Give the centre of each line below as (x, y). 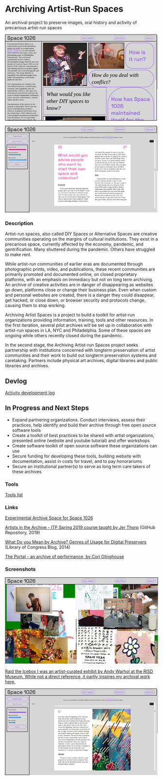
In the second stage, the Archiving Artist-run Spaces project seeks (72, 345)
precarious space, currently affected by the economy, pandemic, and (74, 244)
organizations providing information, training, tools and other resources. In (79, 320)
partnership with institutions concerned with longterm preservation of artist (80, 350)
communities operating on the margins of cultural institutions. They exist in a (81, 239)
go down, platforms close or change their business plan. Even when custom (81, 290)
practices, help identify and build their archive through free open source (84, 425)
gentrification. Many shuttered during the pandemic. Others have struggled (80, 249)
